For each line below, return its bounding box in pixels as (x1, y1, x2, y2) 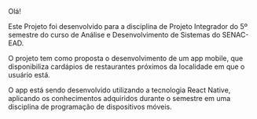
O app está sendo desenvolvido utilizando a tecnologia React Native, (8, 85, 231, 95)
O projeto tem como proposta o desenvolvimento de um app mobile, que (8, 54, 244, 63)
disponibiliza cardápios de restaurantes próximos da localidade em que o (8, 62, 245, 71)
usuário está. (8, 70, 51, 79)
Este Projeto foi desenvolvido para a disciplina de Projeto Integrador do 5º (8, 22, 248, 31)
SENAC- (222, 31, 249, 39)
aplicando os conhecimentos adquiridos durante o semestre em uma (8, 94, 231, 103)
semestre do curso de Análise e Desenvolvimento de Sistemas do (8, 31, 221, 39)
